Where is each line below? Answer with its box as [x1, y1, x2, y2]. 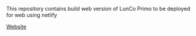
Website [6, 23, 27, 30]
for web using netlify [6, 11, 57, 19]
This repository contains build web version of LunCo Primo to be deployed [6, 5, 191, 12]
